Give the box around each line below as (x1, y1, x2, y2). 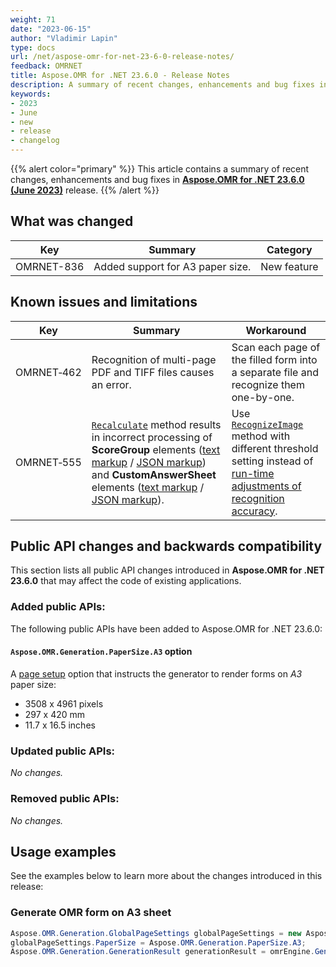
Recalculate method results (91, 417, 222, 431)
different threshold (231, 441, 319, 455)
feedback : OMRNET (10, 61, 83, 71)
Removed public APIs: (10, 792, 120, 806)
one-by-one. (231, 390, 295, 404)
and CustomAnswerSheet (91, 467, 217, 481)
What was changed (10, 213, 134, 230)
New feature (260, 259, 319, 273)
